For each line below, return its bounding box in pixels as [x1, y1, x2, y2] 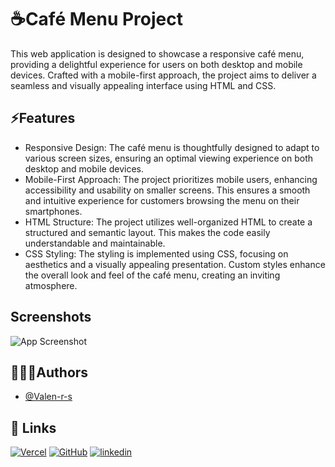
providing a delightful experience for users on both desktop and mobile [10, 58, 303, 70]
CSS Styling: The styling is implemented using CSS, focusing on [24, 247, 289, 260]
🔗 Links [10, 419, 57, 436]
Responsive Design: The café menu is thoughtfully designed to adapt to [24, 141, 320, 153]
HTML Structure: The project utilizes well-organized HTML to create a [24, 216, 313, 228]
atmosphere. [24, 279, 78, 291]
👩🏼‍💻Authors [10, 364, 89, 381]
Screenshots [10, 309, 92, 326]
